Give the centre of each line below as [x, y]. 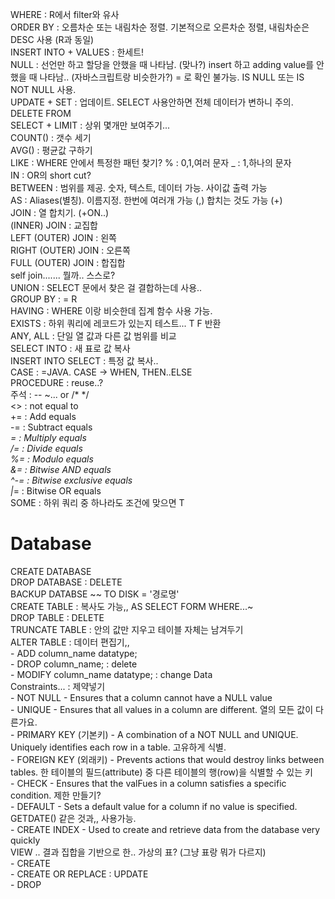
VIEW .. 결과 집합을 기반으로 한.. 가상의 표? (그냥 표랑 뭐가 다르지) [138, 852]
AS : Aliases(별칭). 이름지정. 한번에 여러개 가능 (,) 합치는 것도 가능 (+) [146, 200]
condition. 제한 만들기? [56, 795]
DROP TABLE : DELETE [57, 617]
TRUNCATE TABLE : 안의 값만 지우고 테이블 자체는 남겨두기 [127, 629]
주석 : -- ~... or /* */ [50, 394]
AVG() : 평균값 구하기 [51, 150]
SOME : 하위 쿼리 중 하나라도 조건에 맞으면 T [97, 502]
